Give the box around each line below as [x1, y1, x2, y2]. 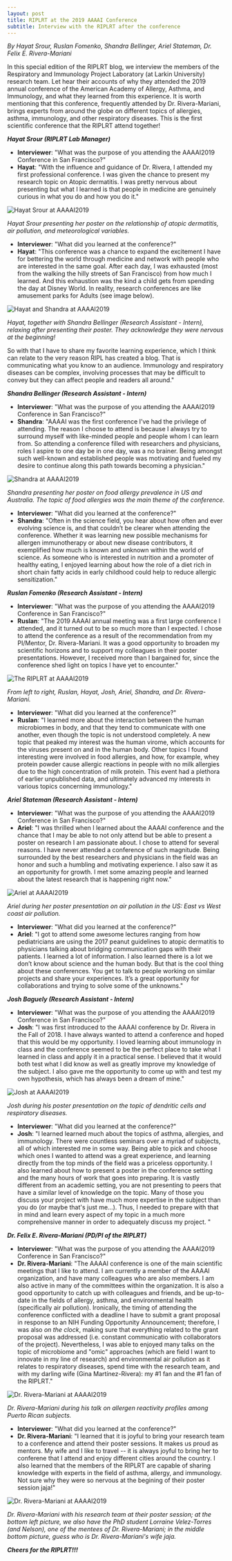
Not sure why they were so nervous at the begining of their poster [17, 1476, 205, 1485]
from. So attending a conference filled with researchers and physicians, [17, 440, 221, 448]
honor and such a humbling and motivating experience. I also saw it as [17, 860, 218, 869]
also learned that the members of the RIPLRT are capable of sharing [17, 1461, 211, 1470]
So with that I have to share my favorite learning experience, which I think [7, 347, 216, 355]
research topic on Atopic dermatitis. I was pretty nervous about [17, 178, 197, 186]
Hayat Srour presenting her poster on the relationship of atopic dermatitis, [7, 219, 219, 228]
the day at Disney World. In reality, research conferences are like [17, 285, 202, 293]
